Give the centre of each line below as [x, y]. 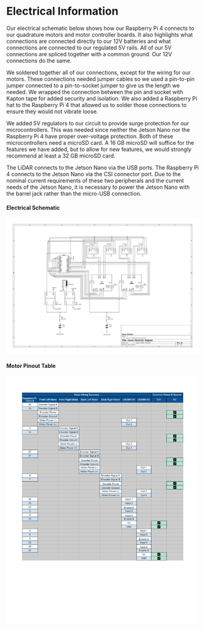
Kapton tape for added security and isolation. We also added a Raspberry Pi [102, 98]
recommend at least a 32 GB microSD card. [61, 156]
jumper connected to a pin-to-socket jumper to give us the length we [93, 85]
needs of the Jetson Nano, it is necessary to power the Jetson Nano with [98, 187]
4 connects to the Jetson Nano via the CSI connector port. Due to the [94, 174]
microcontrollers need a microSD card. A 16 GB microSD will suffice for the [100, 142]
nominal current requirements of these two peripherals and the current [95, 180]
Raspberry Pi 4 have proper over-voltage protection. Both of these [90, 136]
